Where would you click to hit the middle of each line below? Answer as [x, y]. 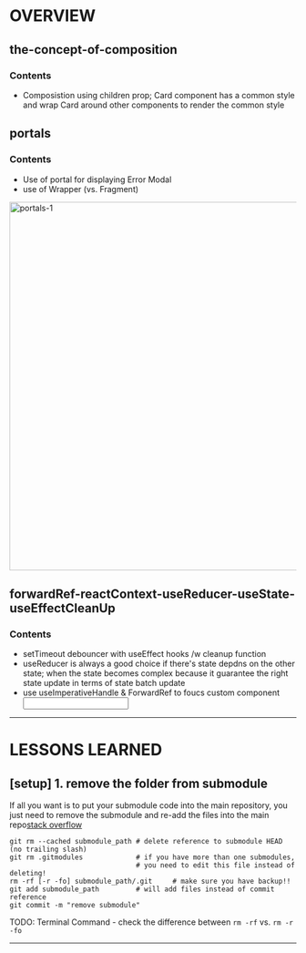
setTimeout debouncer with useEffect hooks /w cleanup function [144, 654]
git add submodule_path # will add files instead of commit [142, 889]
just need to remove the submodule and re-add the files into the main [139, 815]
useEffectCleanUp [62, 608]
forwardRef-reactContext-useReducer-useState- [153, 594]
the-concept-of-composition [93, 50]
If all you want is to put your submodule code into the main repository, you [149, 805]
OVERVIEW [53, 16]
